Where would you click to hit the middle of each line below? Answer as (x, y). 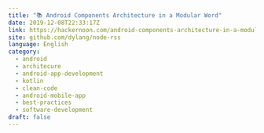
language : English (38, 45)
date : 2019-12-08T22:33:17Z (54, 23)
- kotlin (29, 81)
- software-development (54, 110)
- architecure (38, 66)
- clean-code (37, 88)
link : (17, 30)
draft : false (29, 117)
